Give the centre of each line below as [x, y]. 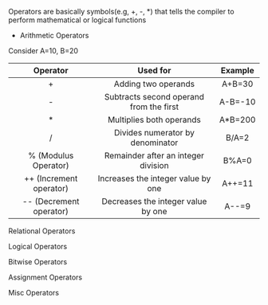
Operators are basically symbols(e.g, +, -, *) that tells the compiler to [121, 12]
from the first [154, 107]
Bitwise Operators [38, 262]
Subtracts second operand [154, 97]
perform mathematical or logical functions [77, 20]
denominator [154, 143]
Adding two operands [154, 84]
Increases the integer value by [154, 178]
